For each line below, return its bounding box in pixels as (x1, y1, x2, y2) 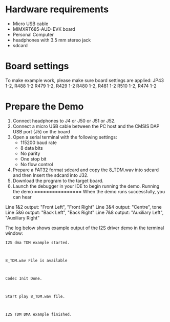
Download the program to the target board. (12, 177, 104, 184)
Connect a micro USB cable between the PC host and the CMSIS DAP (12, 123, 160, 129)
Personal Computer (12, 31, 54, 37)
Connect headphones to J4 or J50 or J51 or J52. (12, 117, 116, 124)
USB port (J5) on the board (12, 128, 70, 134)
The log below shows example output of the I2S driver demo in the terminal (5, 225, 164, 231)
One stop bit (20, 155, 47, 162)
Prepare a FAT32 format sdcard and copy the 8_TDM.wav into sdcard (12, 167, 159, 173)
